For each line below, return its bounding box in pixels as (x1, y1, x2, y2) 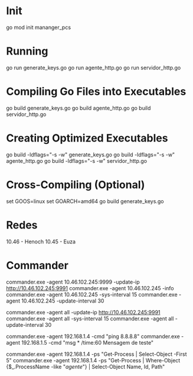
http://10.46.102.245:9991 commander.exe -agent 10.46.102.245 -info (6, 284, 174, 291)
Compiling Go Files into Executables (6, 85, 187, 98)
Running (6, 44, 48, 58)
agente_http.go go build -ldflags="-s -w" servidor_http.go (6, 157, 148, 164)
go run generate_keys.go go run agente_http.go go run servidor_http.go (6, 64, 181, 71)
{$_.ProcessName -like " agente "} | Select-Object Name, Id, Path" (6, 363, 165, 370)
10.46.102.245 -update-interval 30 (21, 297, 104, 304)
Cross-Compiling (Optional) (6, 178, 145, 191)
